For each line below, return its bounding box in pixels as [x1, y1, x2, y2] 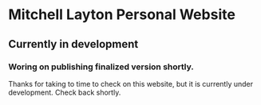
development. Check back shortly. [8, 87, 121, 97]
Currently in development [8, 37, 139, 51]
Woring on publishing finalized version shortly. [8, 61, 194, 72]
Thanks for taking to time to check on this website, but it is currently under [8, 79, 254, 88]
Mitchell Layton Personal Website [8, 6, 235, 24]
